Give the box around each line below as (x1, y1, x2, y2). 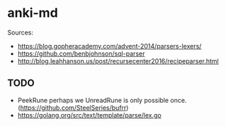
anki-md (7, 5, 58, 21)
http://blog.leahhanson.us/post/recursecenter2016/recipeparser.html (17, 56, 219, 65)
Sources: (7, 28, 34, 37)
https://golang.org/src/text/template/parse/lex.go (17, 111, 162, 119)
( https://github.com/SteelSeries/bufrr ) (17, 103, 129, 112)
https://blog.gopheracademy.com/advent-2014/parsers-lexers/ (17, 42, 202, 50)
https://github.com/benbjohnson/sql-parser (17, 49, 145, 58)
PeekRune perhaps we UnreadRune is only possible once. (17, 96, 187, 104)
